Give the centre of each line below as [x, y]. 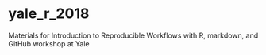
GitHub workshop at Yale [49, 43]
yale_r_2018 [49, 14]
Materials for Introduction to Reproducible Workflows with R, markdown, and [133, 35]
